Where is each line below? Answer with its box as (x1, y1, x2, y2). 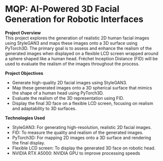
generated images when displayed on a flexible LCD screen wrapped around (5, 50, 159, 56)
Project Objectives (5, 70, 44, 76)
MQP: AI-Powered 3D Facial (5, 3, 120, 15)
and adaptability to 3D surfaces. (12, 106, 77, 111)
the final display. (12, 140, 45, 145)
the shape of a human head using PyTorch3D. (12, 90, 104, 96)
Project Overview (5, 30, 41, 36)
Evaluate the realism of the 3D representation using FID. (12, 95, 124, 101)
